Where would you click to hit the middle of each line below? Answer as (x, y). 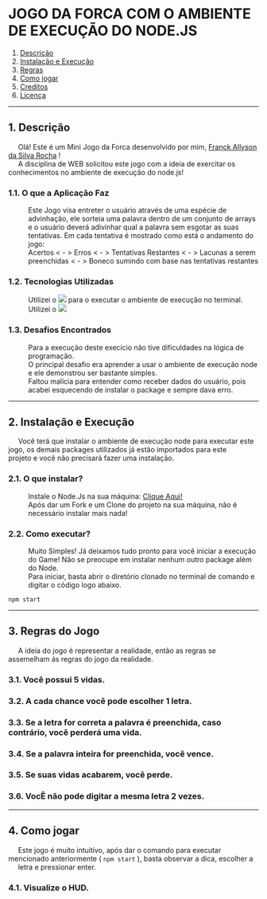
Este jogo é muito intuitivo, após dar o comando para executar (120, 850)
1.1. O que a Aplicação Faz (59, 193)
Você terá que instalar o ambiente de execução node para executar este (136, 441)
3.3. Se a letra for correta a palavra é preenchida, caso (115, 722)
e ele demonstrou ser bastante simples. (93, 373)
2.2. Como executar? (50, 534)
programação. (51, 356)
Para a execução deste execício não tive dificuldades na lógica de (136, 347)
